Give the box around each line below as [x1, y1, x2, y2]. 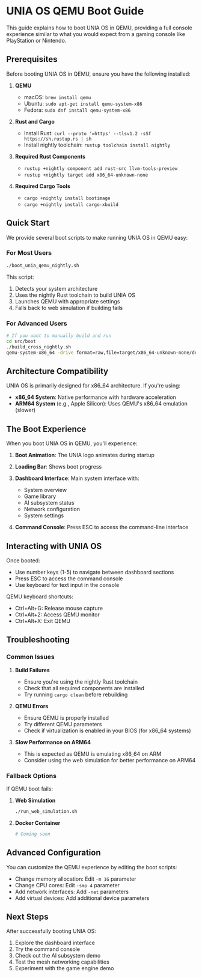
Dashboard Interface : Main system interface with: [14, 475, 139, 482]
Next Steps [6, 911, 49, 922]
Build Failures [14, 666, 50, 673]
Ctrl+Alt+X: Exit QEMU [14, 617, 71, 624]
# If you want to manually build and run [6, 333, 112, 339]
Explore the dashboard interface [14, 939, 95, 947]
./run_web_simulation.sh [14, 808, 78, 815]
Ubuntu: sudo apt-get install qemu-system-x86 [23, 100, 142, 107]
